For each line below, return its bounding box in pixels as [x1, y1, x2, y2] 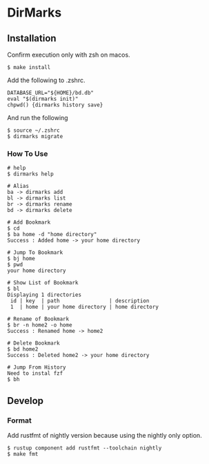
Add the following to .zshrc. [7, 76, 86, 84]
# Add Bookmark [7, 219, 51, 226]
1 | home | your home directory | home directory [10, 304, 159, 311]
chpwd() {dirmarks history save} [7, 101, 103, 108]
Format [7, 416, 32, 425]
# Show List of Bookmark [7, 280, 79, 287]
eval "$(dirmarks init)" [7, 95, 79, 102]
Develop [7, 395, 43, 407]
